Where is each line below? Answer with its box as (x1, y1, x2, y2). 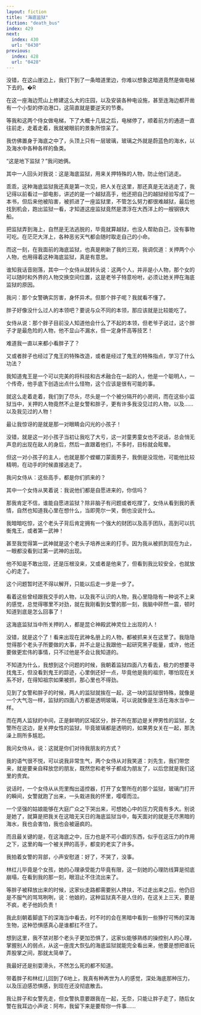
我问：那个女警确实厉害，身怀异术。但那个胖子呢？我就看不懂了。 (6, 293, 169, 301)
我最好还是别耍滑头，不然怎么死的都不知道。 (6, 962, 117, 969)
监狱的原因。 (6, 281, 38, 288)
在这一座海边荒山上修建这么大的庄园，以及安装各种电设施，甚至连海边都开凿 (6, 97, 195, 104)
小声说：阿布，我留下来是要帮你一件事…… (32, 1002, 136, 1010)
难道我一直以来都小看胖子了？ (6, 340, 80, 347)
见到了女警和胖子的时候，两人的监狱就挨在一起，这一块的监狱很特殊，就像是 (6, 689, 195, 696)
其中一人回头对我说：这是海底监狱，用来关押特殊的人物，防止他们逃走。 (6, 170, 184, 177)
